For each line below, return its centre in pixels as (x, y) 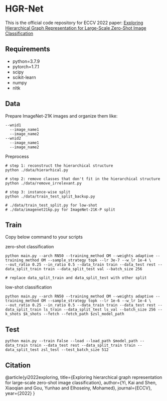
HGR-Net (24, 9)
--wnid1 (13, 125)
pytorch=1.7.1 (26, 66)
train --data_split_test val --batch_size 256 (93, 269)
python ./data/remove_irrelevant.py (43, 183)
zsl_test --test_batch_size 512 (75, 350)
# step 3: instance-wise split (38, 192)
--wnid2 (13, 138)
